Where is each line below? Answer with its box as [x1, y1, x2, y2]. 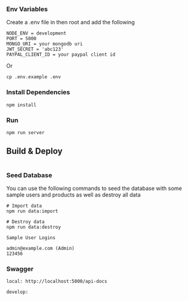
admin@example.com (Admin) [6, 245, 75, 251]
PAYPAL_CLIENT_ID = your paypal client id [6, 52, 116, 58]
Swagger [6, 265, 34, 273]
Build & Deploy [6, 146, 63, 157]
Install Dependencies [6, 88, 71, 96]
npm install [6, 102, 37, 108]
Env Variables [6, 5, 48, 13]
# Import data [6, 203, 43, 209]
